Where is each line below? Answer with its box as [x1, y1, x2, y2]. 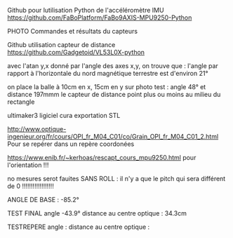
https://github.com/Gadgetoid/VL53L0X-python [7, 48, 145, 56]
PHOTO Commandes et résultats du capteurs [7, 27, 138, 35]
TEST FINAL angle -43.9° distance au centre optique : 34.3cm [7, 209, 187, 217]
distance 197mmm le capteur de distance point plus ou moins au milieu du [7, 91, 221, 98]
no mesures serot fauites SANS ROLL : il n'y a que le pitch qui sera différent [7, 175, 226, 183]
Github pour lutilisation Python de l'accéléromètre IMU [7, 6, 164, 14]
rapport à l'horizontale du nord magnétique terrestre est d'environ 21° [7, 70, 208, 77]
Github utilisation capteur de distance [7, 41, 116, 48]
